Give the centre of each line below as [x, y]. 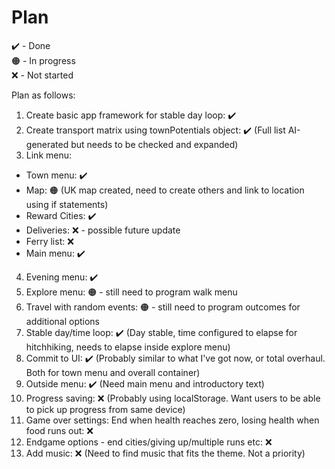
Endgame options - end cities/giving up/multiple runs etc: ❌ [149, 442]
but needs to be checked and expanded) [154, 144]
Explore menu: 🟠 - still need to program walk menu [131, 292]
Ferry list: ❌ [49, 241]
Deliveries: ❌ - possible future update [103, 230]
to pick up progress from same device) [105, 409]
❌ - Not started [42, 75]
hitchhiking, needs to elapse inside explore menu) [128, 347]
